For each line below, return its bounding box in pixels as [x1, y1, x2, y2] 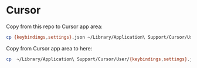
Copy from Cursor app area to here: [6, 45, 93, 52]
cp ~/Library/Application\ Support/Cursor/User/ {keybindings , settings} [6, 56, 188, 62]
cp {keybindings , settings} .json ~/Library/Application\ [6, 34, 145, 40]
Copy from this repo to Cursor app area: [6, 23, 103, 30]
